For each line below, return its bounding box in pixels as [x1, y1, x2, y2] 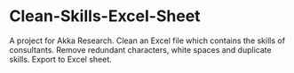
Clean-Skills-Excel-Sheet [9, 6, 202, 26]
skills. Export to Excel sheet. [9, 54, 113, 64]
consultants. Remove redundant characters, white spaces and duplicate [9, 44, 273, 55]
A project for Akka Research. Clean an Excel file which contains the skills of [9, 35, 286, 46]
